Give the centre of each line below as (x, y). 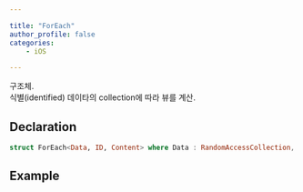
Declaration (43, 127)
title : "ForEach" (42, 25)
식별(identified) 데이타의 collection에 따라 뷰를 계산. (103, 97)
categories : (32, 43)
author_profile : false (52, 34)
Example (35, 176)
